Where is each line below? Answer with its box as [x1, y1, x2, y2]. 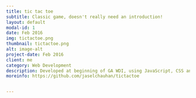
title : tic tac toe [6, 8, 54, 14]
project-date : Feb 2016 [6, 52, 64, 57]
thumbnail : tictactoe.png [6, 41, 69, 47]
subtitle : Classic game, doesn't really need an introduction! [6, 14, 163, 20]
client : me [6, 57, 33, 63]
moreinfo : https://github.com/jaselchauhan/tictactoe [6, 73, 140, 79]
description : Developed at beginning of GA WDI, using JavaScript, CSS [6, 68, 184, 74]
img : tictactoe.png [6, 35, 54, 41]
